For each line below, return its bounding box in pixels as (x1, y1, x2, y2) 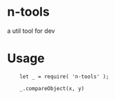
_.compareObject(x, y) (19, 85, 85, 92)
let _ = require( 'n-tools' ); (19, 73, 109, 80)
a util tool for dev (7, 27, 55, 35)
